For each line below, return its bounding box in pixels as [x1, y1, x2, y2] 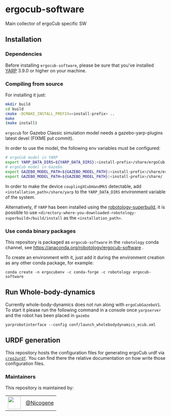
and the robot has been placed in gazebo [5, 312, 90, 318]
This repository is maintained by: [5, 384, 74, 391]
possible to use [5, 209, 37, 215]
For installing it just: [5, 92, 46, 98]
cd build [5, 106, 24, 112]
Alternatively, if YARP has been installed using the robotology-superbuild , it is [5, 204, 165, 210]
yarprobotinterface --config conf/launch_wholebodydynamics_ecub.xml [5, 322, 156, 327]
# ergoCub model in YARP [5, 155, 58, 160]
